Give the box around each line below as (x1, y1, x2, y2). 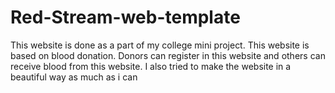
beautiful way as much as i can (10, 71, 138, 83)
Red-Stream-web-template (10, 6, 241, 29)
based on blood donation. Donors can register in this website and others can (10, 49, 326, 61)
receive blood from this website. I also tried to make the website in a (10, 60, 292, 72)
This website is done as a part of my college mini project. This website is (10, 39, 310, 51)
